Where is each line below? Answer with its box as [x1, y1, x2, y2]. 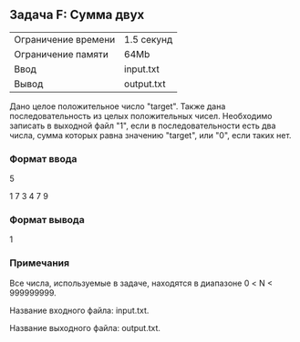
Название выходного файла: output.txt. [9, 322, 161, 333]
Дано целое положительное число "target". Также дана [9, 100, 226, 112]
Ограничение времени [14, 33, 116, 45]
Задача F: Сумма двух [9, 7, 145, 23]
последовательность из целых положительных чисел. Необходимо [9, 110, 273, 121]
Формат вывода [9, 214, 85, 226]
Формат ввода [9, 152, 78, 165]
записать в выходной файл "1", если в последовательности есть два [9, 120, 276, 131]
